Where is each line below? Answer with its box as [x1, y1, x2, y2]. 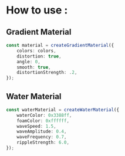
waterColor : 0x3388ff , [16, 112, 72, 118]
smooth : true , [16, 64, 51, 70]
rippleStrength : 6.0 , [16, 140, 69, 145]
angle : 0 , [16, 59, 41, 65]
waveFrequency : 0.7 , [16, 134, 67, 140]
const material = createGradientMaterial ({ [6, 42, 114, 48]
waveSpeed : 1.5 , [16, 123, 57, 129]
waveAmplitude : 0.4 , [16, 128, 67, 135]
